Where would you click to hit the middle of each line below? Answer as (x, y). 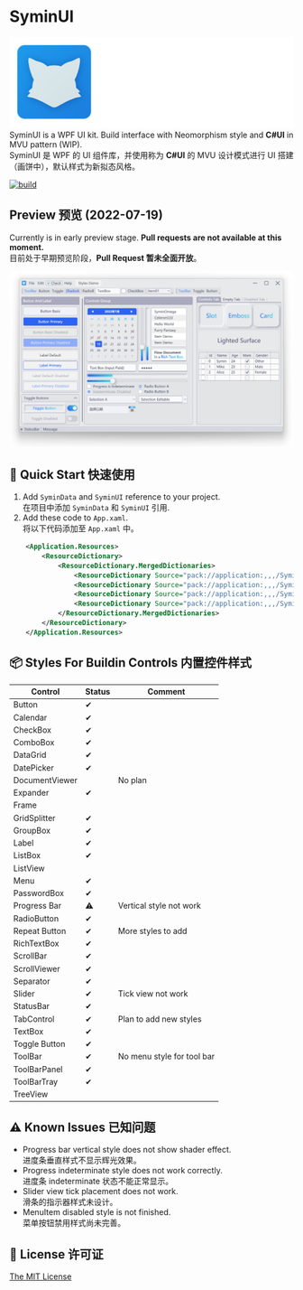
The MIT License (41, 1276)
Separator (32, 981)
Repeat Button (40, 930)
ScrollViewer (37, 968)
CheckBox (32, 730)
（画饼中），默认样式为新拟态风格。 (74, 166)
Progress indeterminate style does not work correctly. (122, 1171)
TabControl (34, 1019)
